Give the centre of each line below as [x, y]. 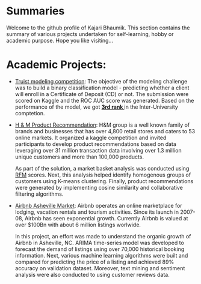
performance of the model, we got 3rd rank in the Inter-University [97, 107]
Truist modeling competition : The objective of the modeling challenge [101, 81]
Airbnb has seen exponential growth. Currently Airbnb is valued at [106, 218]
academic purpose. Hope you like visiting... [60, 40]
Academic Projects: [56, 65]
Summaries [36, 11]
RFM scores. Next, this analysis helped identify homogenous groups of [103, 175]
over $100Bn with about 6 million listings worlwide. [78, 225]
